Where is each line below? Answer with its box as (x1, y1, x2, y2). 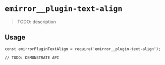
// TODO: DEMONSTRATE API (5, 55, 59, 60)
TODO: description (17, 18, 57, 24)
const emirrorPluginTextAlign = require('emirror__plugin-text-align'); (5, 46, 161, 51)
